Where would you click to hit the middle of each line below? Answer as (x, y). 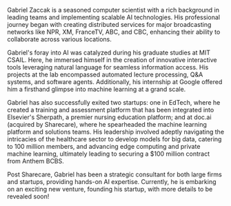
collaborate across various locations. (59, 39)
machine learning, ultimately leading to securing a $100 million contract (109, 154)
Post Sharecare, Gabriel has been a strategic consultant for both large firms (114, 174)
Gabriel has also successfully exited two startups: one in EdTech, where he (114, 102)
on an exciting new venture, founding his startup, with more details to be (110, 189)
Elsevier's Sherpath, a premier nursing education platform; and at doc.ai (109, 117)
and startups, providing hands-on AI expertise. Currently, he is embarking (112, 182)
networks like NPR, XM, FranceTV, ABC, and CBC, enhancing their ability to (114, 32)
